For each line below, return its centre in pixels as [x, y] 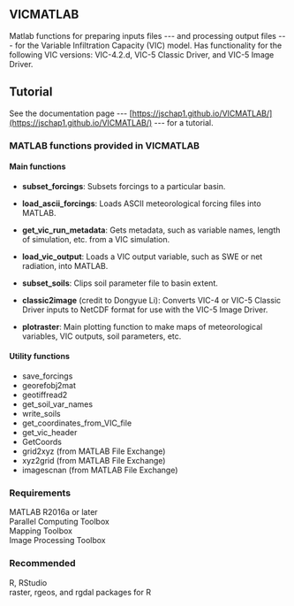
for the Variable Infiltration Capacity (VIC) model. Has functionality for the [148, 45]
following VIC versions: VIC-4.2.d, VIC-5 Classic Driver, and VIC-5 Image [142, 54]
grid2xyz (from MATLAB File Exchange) [94, 451]
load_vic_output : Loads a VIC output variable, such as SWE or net [142, 257]
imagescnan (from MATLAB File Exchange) [100, 470]
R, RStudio [28, 582]
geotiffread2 [45, 395]
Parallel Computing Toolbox [60, 522]
